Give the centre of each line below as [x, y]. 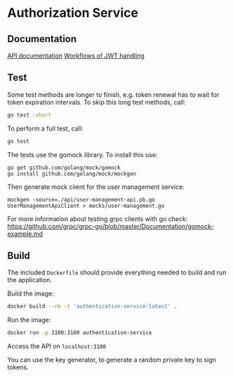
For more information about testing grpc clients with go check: [98, 218]
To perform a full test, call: [45, 128]
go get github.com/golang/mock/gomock [64, 167]
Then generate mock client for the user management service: [96, 187]
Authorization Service [73, 13]
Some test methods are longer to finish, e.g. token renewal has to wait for [113, 94]
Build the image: [31, 293]
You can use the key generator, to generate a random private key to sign [112, 360]
